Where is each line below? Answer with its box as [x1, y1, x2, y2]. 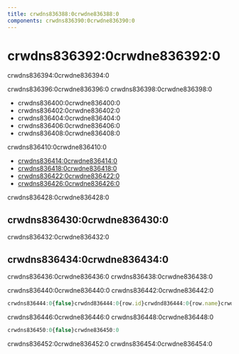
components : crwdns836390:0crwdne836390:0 [7, 17, 135, 24]
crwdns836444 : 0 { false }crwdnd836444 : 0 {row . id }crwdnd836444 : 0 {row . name [7, 300, 218, 307]
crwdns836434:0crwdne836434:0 [7, 254, 169, 266]
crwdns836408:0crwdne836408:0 [17, 129, 120, 137]
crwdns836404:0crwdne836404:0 [17, 114, 121, 123]
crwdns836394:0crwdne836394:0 [7, 71, 110, 80]
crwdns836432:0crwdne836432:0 [7, 233, 110, 241]
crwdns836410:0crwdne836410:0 [7, 143, 107, 152]
